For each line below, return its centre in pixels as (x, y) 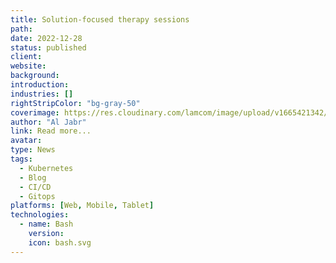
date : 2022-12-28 (46, 38)
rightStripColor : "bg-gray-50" (75, 103)
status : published (48, 47)
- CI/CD (35, 187)
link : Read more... (51, 131)
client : (26, 57)
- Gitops (37, 196)
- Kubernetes (46, 168)
